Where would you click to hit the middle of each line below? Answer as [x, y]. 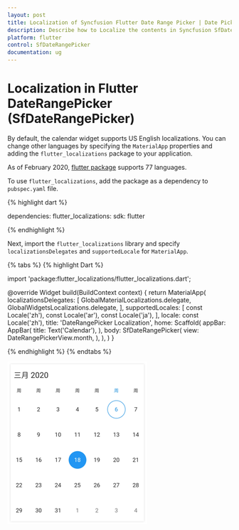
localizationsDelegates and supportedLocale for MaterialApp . [98, 251]
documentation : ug [34, 53]
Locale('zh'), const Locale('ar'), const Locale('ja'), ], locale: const [103, 315]
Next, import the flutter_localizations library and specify [94, 243]
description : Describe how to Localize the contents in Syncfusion [110, 30]
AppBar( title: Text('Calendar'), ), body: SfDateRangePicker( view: [103, 330]
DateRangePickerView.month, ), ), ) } [61, 337]
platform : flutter [34, 38]
